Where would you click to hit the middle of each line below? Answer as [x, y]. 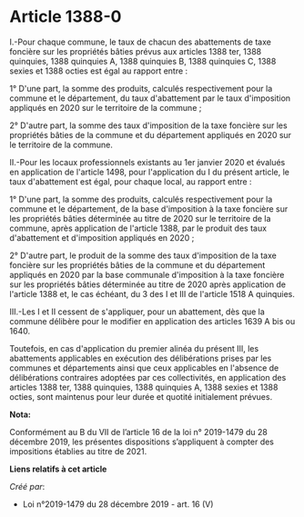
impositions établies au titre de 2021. [78, 451]
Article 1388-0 [66, 17]
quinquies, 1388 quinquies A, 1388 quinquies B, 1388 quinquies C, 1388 [143, 61]
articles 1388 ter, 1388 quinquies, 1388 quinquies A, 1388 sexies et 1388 [144, 387]
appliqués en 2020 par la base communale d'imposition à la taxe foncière [147, 274]
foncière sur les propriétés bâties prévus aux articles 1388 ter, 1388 [136, 51]
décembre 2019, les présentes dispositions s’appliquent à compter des [142, 442]
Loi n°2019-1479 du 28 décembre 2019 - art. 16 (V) [118, 504]
